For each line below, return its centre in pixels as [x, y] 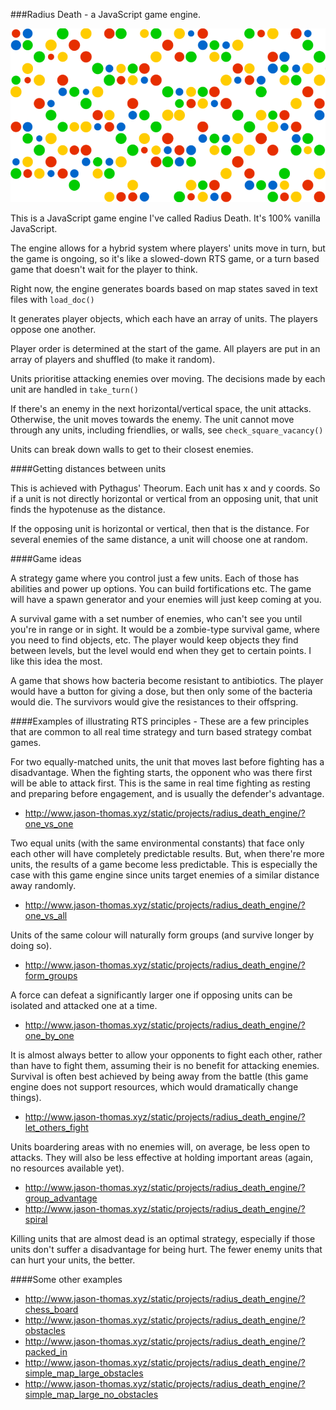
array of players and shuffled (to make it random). [113, 360]
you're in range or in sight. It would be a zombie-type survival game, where [165, 630]
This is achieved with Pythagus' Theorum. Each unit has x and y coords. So [165, 488]
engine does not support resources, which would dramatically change [154, 1087]
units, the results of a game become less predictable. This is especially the [164, 865]
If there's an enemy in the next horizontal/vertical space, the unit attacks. [161, 409]
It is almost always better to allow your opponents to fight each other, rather [166, 1055]
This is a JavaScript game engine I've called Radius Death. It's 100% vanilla [165, 218]
